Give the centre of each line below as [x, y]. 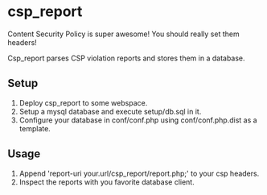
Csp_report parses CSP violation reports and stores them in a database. [127, 58]
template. [35, 128]
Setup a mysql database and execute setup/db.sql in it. [110, 111]
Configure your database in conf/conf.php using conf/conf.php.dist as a [138, 120]
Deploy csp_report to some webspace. [83, 102]
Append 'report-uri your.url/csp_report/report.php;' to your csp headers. [139, 173]
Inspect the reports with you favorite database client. [107, 182]
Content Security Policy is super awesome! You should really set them [123, 34]
